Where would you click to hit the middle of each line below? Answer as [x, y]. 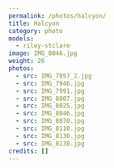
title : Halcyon [34, 23]
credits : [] [28, 151]
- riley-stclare [43, 46]
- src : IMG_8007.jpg [50, 99]
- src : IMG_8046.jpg [50, 114]
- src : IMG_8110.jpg [50, 128]
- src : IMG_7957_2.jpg [54, 76]
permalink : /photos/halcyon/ [57, 16]
